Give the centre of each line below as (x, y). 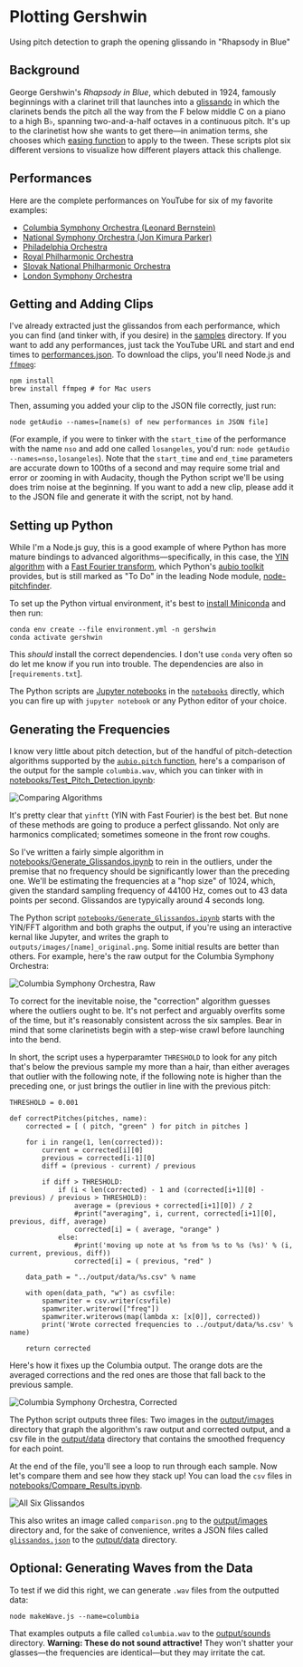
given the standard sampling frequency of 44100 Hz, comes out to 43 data (148, 891)
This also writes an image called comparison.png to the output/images (139, 1521)
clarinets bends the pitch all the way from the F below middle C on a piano (148, 111)
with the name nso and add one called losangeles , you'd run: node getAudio (150, 449)
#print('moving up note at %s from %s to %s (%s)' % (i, (184, 1245)
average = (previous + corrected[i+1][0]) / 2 (163, 1206)
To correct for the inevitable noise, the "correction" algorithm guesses (140, 1001)
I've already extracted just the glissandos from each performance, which (145, 326)
